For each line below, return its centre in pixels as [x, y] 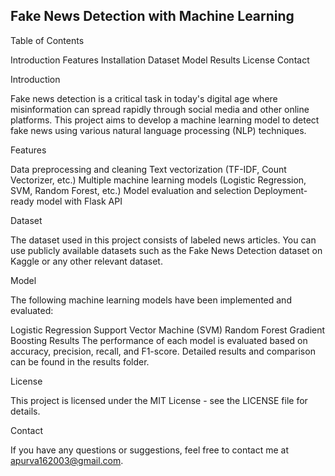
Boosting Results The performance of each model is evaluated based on [159, 340]
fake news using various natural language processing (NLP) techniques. [158, 130]
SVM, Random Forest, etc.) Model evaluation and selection [131, 190]
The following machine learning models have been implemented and [151, 300]
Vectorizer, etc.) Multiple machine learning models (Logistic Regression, [158, 180]
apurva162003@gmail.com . [67, 460]
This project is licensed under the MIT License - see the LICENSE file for [159, 400]
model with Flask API [79, 201]
